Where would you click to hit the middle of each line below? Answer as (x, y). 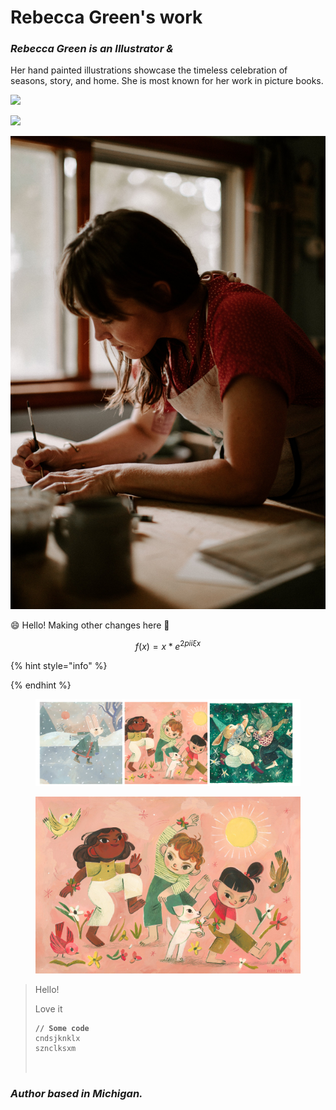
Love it (48, 1008)
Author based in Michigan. (76, 1093)
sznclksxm (55, 1048)
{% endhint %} (41, 685)
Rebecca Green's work (106, 17)
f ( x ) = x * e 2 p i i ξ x (168, 645)
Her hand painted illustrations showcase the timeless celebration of (149, 70)
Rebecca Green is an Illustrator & (92, 49)
